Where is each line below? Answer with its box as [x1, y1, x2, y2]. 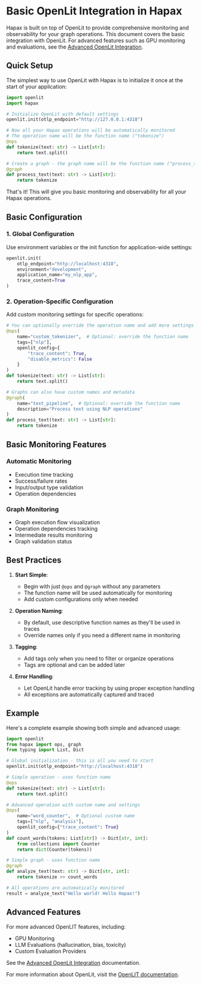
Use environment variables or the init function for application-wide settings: [6, 243, 193, 250]
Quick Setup [6, 61, 53, 71]
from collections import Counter [17, 841, 100, 847]
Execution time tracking [14, 471, 74, 478]
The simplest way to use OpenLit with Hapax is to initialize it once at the [6, 76, 184, 83]
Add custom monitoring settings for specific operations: [6, 311, 144, 318]
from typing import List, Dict [6, 747, 84, 753]
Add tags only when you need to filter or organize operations [23, 654, 174, 662]
